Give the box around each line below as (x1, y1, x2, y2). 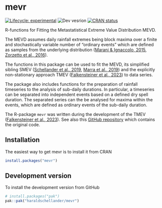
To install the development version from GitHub (5, 185, 100, 190)
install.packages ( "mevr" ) (5, 158, 57, 163)
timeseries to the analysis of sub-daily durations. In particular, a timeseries (5, 86, 155, 92)
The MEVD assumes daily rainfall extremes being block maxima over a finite (5, 36, 157, 42)
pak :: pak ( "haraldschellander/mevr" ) (5, 199, 79, 204)
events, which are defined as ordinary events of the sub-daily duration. (5, 102, 147, 108)
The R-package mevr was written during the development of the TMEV (5, 111, 146, 117)
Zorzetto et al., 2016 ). (5, 52, 48, 57)
